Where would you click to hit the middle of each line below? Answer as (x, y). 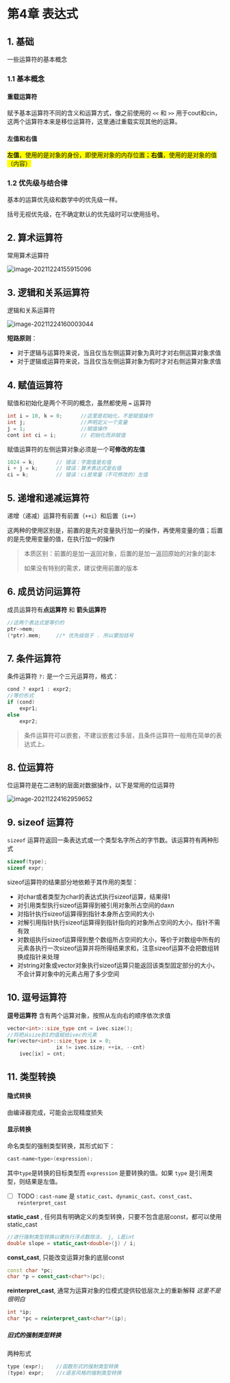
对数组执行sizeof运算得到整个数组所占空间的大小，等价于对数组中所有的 (118, 939)
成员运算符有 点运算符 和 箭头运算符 (57, 609)
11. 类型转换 (31, 1077)
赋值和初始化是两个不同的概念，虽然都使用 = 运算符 (79, 403)
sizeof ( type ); (27, 862)
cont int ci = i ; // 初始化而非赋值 (66, 435)
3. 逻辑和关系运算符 (49, 292)
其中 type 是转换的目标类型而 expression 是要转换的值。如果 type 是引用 (107, 1173)
